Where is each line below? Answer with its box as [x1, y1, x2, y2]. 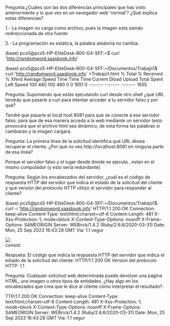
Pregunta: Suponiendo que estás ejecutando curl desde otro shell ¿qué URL [5, 92, 164, 97]
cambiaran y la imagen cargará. [5, 128, 72, 134]
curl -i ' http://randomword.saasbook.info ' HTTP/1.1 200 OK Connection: [5, 205, 155, 212]
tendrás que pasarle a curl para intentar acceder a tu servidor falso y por [5, 97, 158, 103]
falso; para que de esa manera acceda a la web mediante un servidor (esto [5, 117, 163, 124]
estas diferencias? [5, 15, 44, 21]
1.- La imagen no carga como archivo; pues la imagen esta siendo [5, 25, 144, 31]
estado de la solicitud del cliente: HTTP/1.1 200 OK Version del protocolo [5, 257, 157, 263]
